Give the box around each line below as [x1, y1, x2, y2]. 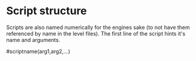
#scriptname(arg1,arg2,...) [6, 47, 71, 54]
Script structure [6, 4, 87, 18]
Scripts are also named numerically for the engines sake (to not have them [6, 24, 190, 31]
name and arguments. [6, 36, 61, 43]
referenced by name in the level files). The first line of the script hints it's [6, 30, 186, 37]
